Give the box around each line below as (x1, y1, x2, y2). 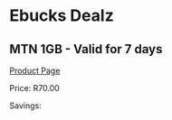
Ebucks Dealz (9, 5, 115, 26)
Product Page (9, 65, 61, 76)
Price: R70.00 (9, 83, 61, 93)
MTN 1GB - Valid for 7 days (9, 42, 163, 57)
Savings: (9, 100, 43, 111)
